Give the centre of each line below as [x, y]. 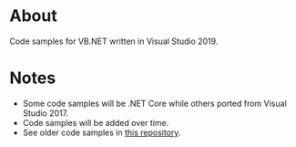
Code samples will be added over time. [96, 122]
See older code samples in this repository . [102, 132]
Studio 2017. [46, 113]
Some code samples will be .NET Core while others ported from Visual [154, 103]
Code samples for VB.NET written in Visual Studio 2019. [114, 41]
